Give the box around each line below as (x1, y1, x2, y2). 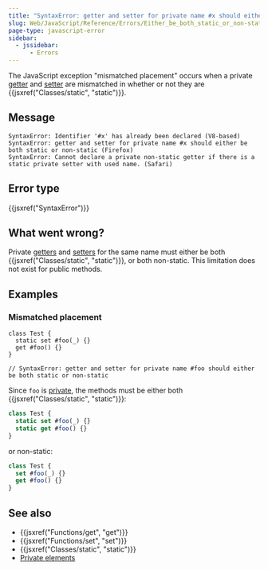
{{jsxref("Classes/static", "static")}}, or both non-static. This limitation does (8, 256, 255, 265)
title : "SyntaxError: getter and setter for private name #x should (8, 11, 241, 20)
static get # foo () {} (15, 425, 88, 432)
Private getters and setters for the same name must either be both (8, 247, 226, 257)
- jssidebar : (15, 42, 59, 50)
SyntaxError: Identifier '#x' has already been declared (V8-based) (8, 132, 241, 140)
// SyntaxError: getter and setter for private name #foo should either (8, 365, 255, 373)
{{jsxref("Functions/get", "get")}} (19, 527, 128, 536)
